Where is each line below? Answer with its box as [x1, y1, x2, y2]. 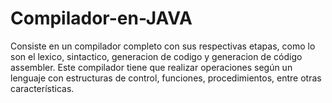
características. [10, 82, 75, 94]
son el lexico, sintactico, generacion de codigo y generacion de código [10, 50, 303, 62]
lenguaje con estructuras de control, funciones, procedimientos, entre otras [10, 72, 322, 84]
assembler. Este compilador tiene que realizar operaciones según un [10, 61, 293, 73]
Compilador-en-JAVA [10, 7, 193, 30]
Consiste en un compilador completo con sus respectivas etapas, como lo [10, 40, 316, 52]
